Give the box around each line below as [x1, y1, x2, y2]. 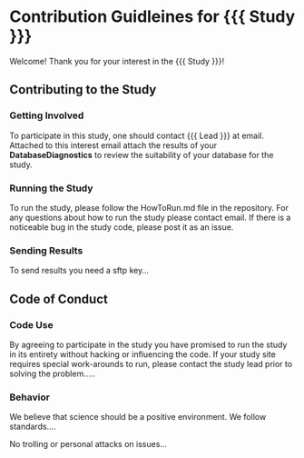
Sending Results [9, 244, 83, 256]
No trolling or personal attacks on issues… [9, 439, 168, 450]
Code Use [9, 318, 54, 331]
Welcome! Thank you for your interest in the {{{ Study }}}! [9, 55, 225, 66]
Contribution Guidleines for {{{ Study [9, 6, 296, 27]
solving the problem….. [9, 368, 95, 379]
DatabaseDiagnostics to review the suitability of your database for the [9, 149, 274, 160]
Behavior [9, 391, 50, 403]
